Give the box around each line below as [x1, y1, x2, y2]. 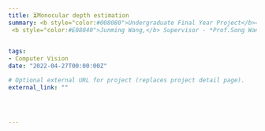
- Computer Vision [8, 55, 69, 63]
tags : [8, 48, 26, 56]
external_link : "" [8, 83, 69, 91]
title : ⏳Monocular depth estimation [8, 11, 129, 20]
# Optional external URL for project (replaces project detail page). [8, 76, 245, 84]
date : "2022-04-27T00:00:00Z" [8, 62, 108, 71]
